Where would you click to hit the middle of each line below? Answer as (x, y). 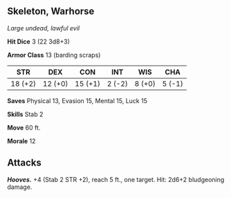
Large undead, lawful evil (44, 28)
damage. (20, 187)
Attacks (24, 163)
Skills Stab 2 (25, 114)
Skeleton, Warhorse (51, 11)
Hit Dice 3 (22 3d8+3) (39, 42)
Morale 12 (21, 141)
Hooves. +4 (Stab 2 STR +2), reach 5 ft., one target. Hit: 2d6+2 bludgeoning (116, 179)
